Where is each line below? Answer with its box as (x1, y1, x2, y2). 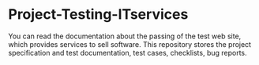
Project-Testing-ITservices (8, 5, 189, 23)
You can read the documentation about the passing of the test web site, (8, 31, 242, 41)
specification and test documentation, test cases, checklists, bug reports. (8, 48, 247, 57)
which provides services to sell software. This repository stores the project (8, 39, 251, 49)
